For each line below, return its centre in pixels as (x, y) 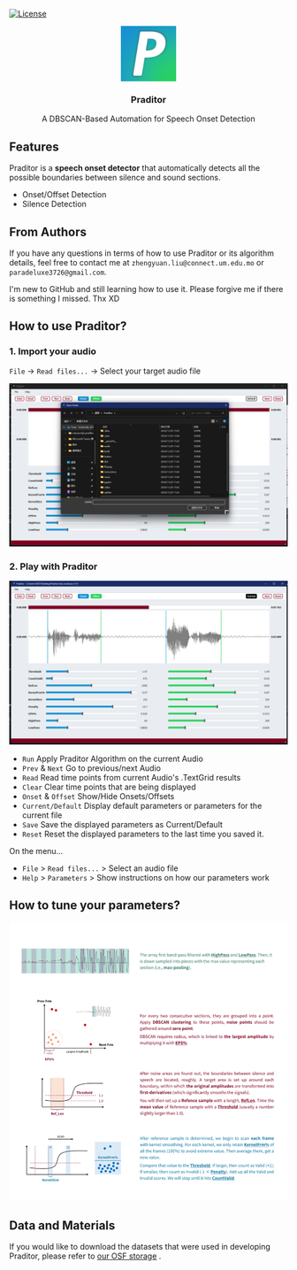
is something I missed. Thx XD (65, 298)
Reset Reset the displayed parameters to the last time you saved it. (143, 834)
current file (42, 815)
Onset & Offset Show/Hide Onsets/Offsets (98, 796)
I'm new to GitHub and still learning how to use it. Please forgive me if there (146, 289)
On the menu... (36, 851)
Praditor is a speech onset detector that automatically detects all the (135, 168)
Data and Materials (62, 1225)
